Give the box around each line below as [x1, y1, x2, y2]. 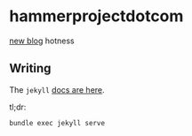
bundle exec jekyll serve [9, 118, 105, 127]
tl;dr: [9, 102, 27, 112]
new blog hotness [9, 35, 75, 46]
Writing [9, 61, 52, 76]
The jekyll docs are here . [9, 84, 105, 94]
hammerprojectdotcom [9, 6, 184, 26]
